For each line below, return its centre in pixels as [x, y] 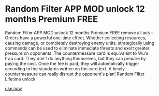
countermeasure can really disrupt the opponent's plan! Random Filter [75, 74]
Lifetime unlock [20, 79]
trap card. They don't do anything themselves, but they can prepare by [75, 58]
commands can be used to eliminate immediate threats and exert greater [77, 48]
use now [14, 88]
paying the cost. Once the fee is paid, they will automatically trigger [72, 64]
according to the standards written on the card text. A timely [65, 68]
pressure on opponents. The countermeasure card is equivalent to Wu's [77, 53]
